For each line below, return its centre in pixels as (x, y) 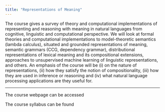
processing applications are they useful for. (49, 81)
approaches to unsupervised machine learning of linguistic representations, (82, 60)
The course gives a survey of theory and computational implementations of (81, 23)
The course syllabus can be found (40, 104)
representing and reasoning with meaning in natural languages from (74, 29)
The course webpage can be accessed (45, 95)
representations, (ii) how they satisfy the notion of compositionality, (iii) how (82, 70)
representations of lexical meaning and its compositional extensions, (74, 55)
